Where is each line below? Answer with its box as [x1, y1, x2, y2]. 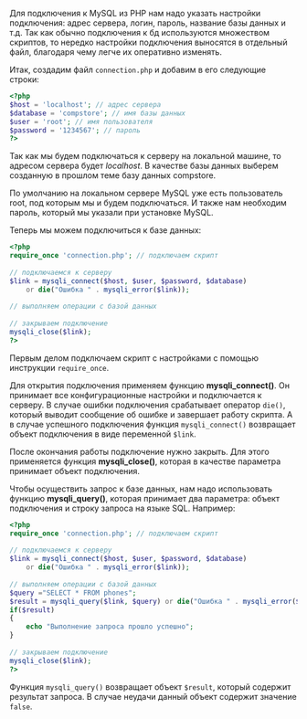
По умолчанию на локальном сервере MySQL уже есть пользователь [9, 187, 283, 199]
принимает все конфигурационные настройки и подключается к [9, 389, 262, 400]
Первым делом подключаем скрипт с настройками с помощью [9, 352, 259, 364]
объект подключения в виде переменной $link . [9, 428, 196, 439]
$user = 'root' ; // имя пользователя [9, 117, 153, 126]
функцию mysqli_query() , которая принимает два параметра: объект [9, 492, 281, 503]
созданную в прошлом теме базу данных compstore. [9, 170, 217, 181]
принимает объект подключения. [9, 465, 140, 476]
